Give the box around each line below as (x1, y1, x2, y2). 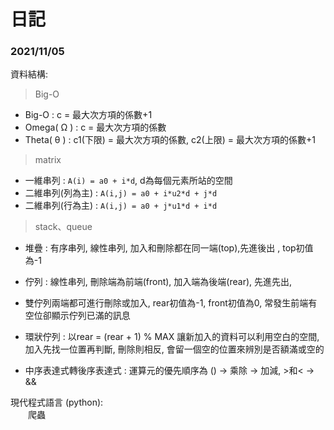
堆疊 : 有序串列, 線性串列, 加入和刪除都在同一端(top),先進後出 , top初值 (24, 242, 314, 254)
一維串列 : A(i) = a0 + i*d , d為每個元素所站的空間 (24, 175, 233, 187)
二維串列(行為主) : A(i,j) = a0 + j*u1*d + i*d (24, 200, 218, 212)
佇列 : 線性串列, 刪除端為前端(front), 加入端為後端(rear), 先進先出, (24, 276, 293, 288)
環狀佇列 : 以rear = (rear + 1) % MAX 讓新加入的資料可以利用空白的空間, (24, 331, 320, 343)
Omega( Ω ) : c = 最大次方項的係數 (24, 121, 167, 134)
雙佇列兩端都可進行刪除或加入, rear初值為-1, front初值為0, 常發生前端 (24, 297, 309, 309)
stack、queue (34, 221, 93, 233)
